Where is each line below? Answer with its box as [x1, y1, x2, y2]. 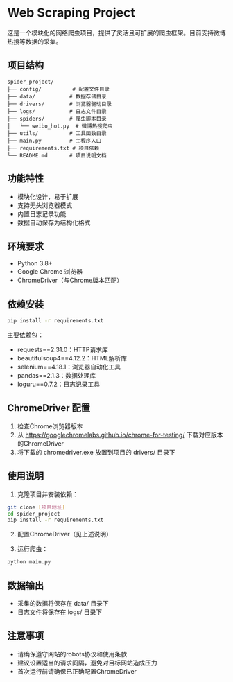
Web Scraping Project [7, 5, 135, 21]
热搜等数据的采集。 [7, 37, 62, 46]
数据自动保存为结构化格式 [17, 218, 91, 227]
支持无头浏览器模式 [17, 201, 73, 209]
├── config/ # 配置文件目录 [7, 85, 110, 93]
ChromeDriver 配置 [7, 402, 90, 414]
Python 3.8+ [17, 259, 53, 268]
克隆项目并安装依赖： [17, 490, 78, 498]
